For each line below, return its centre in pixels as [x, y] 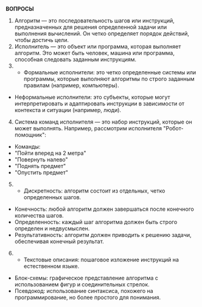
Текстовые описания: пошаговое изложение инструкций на [101, 259]
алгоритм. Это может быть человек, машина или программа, [94, 53]
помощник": [30, 135]
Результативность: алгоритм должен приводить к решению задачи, [103, 235]
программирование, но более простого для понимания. [88, 297]
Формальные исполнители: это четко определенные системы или [110, 72]
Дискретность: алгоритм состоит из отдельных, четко [94, 191]
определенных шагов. [52, 197]
